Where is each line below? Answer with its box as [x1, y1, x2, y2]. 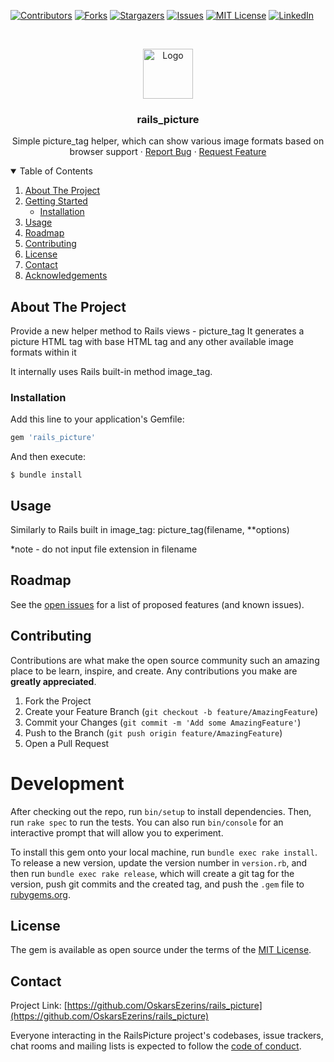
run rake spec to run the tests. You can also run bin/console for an [10, 816, 284, 828]
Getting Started [24, 195, 88, 207]
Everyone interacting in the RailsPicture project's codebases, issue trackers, [10, 1030, 324, 1042]
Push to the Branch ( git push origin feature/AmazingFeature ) [24, 726, 283, 739]
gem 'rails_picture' [10, 433, 97, 443]
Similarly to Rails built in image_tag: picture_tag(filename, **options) [10, 524, 290, 536]
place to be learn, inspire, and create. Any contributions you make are [10, 665, 298, 677]
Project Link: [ [10, 1000, 68, 1012]
